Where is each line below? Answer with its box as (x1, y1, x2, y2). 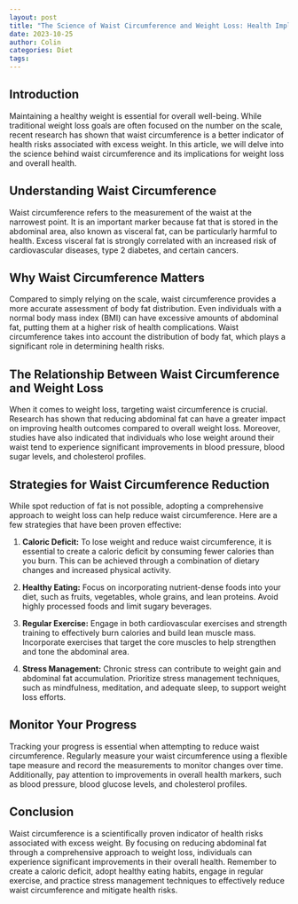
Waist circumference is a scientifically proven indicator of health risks (9, 828, 263, 838)
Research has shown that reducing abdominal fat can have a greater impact (9, 413, 286, 424)
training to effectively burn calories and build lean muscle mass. (21, 627, 256, 639)
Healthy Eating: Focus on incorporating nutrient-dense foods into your (21, 582, 281, 593)
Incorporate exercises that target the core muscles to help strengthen (21, 637, 277, 648)
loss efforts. (21, 692, 67, 703)
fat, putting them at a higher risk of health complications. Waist (9, 322, 239, 333)
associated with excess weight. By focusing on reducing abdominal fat (9, 837, 268, 848)
